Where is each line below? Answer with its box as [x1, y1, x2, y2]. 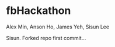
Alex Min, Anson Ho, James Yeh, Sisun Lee [6, 23, 110, 30]
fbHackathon [6, 4, 71, 17]
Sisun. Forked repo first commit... [6, 34, 86, 41]
